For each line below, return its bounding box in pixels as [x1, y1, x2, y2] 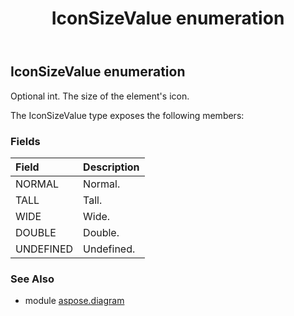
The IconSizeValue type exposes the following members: [10, 109, 245, 121]
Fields [10, 134, 41, 148]
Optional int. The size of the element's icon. [10, 90, 190, 102]
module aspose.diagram [24, 295, 125, 307]
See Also [10, 272, 55, 286]
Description [83, 160, 140, 174]
